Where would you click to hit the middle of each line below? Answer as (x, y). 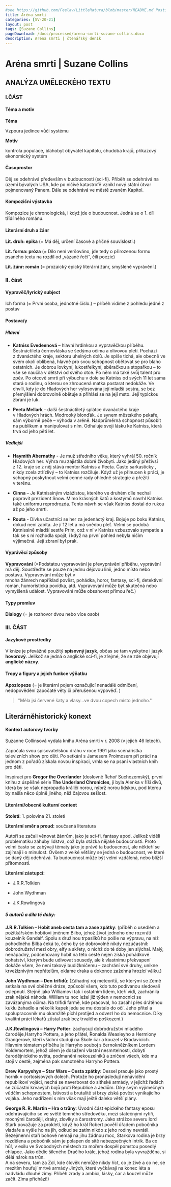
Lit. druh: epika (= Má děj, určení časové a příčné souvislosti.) (70, 241)
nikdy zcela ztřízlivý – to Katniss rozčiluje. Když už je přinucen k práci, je (88, 472)
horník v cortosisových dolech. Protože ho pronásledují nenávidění (75, 1077)
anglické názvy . (22, 662)
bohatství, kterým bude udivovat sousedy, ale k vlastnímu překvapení (78, 960)
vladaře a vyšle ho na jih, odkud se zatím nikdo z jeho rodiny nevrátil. (78, 1130)
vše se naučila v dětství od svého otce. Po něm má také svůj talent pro (87, 372)
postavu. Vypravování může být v (40, 575)
